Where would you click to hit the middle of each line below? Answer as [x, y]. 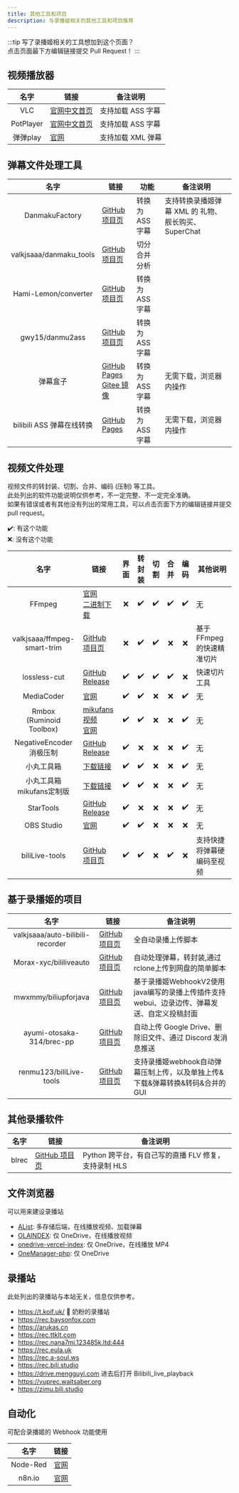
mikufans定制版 [43, 791]
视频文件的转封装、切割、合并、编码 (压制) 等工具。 [83, 486]
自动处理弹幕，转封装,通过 [178, 957]
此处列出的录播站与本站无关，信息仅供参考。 [73, 1296]
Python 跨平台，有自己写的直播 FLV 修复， [154, 1155]
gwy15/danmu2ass [53, 338]
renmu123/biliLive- [52, 1071]
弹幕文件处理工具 [45, 165]
